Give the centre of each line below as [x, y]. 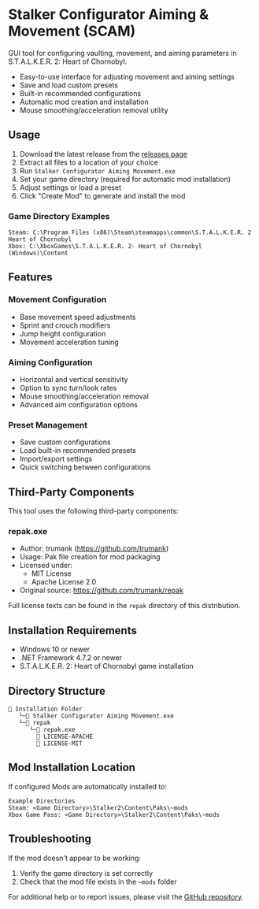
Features [30, 277]
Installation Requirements [73, 631]
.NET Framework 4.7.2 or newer [71, 658]
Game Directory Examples [59, 216]
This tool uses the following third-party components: [93, 511]
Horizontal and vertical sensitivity [74, 380]
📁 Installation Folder [45, 709]
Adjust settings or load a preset [70, 187]
